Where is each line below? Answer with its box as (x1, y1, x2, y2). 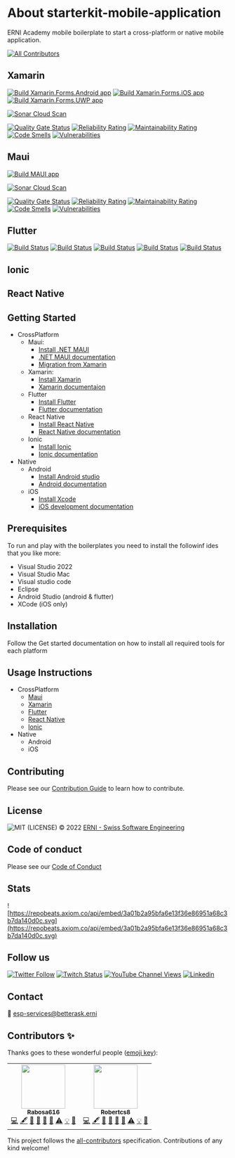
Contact (7, 991, 43, 1003)
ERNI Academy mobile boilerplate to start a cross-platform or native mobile (7, 28, 224, 37)
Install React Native (38, 420, 95, 428)
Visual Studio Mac (17, 570, 70, 578)
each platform (7, 646, 48, 655)
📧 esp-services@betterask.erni (7, 1010, 98, 1018)
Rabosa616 (27, 1108, 60, 1116)
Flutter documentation (38, 405, 103, 413)
